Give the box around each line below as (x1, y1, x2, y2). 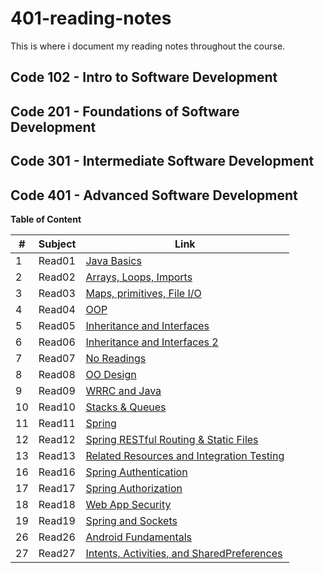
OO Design (85, 367, 137, 381)
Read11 (38, 416, 76, 430)
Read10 (38, 400, 76, 414)
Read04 (38, 302, 76, 316)
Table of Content (10, 213, 82, 225)
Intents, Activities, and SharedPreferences (85, 546, 283, 560)
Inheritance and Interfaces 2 (85, 335, 219, 349)
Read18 (38, 497, 76, 511)
